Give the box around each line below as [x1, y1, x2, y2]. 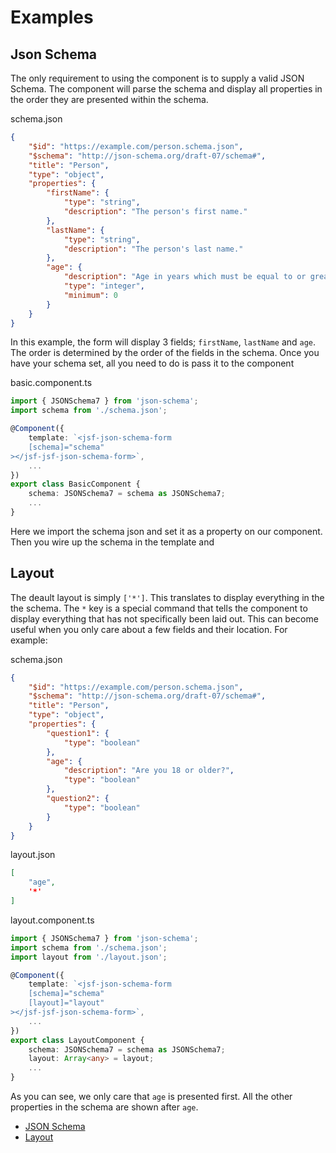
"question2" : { [46, 794, 110, 804]
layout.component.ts [10, 914, 95, 926]
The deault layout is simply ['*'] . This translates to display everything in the [10, 591, 325, 603]
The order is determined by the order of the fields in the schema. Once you [10, 347, 320, 359]
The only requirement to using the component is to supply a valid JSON [10, 72, 305, 84]
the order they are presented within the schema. [10, 94, 209, 105]
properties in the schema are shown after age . [10, 1101, 199, 1113]
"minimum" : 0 [63, 290, 118, 300]
